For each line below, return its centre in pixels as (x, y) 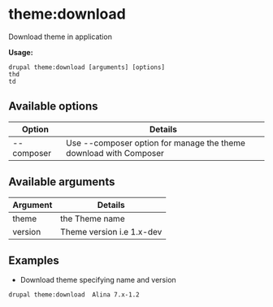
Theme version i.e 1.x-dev (111, 231)
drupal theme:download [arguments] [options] (87, 67)
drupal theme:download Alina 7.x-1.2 (74, 295)
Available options (54, 106)
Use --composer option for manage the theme (156, 143)
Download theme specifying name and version (98, 280)
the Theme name (93, 218)
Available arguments (62, 182)
